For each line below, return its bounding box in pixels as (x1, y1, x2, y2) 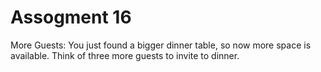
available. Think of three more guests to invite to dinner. (10, 49, 240, 61)
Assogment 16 (10, 6, 132, 29)
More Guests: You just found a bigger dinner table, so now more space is (10, 39, 312, 51)
